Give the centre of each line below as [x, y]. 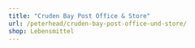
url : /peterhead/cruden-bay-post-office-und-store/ [97, 24]
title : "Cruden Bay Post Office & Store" [80, 16]
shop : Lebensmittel [41, 31]
